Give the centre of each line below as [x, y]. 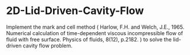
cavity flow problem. [47, 46]
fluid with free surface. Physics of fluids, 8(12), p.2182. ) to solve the [89, 39]
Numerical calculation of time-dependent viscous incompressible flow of [95, 33]
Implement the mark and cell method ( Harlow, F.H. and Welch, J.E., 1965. [95, 27]
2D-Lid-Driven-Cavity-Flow [75, 11]
